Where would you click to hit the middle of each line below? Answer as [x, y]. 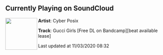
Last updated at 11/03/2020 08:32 [74, 46]
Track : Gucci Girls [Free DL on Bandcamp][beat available [98, 31]
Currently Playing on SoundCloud [60, 8]
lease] [45, 36]
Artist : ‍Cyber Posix [58, 20]
